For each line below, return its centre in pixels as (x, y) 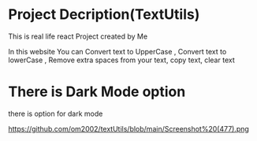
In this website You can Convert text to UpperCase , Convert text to (117, 51)
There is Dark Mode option (97, 92)
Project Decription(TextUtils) (104, 15)
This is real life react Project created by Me (78, 36)
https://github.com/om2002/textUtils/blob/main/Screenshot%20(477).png (129, 128)
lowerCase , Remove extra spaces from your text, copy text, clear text (121, 60)
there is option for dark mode (56, 113)
